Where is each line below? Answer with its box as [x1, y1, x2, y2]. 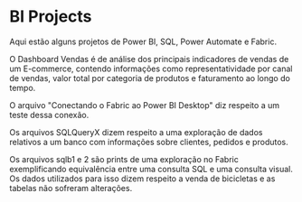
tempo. [9, 82, 36, 93]
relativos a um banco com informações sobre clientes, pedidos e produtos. [9, 136, 288, 147]
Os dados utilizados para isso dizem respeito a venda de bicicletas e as [9, 173, 276, 184]
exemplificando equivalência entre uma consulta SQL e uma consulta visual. [9, 163, 294, 174]
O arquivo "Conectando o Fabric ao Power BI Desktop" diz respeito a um [9, 99, 280, 110]
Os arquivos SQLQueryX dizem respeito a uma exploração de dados [9, 126, 263, 137]
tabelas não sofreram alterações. [9, 182, 133, 193]
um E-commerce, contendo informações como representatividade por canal [9, 63, 293, 74]
